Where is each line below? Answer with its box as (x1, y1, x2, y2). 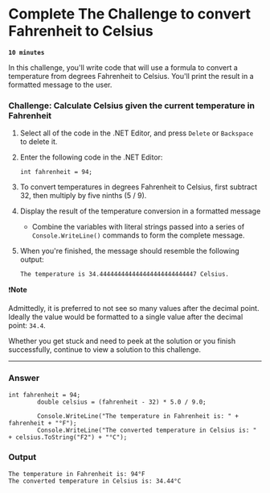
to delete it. (19, 137, 58, 147)
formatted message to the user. (8, 80, 112, 89)
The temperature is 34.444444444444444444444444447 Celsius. (19, 271, 230, 279)
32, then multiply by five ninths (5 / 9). (19, 191, 147, 201)
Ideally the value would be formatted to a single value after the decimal (8, 312, 243, 322)
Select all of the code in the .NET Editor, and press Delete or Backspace (19, 128, 254, 138)
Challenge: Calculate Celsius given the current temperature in (8, 100, 256, 111)
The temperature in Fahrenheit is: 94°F (8, 470, 146, 478)
